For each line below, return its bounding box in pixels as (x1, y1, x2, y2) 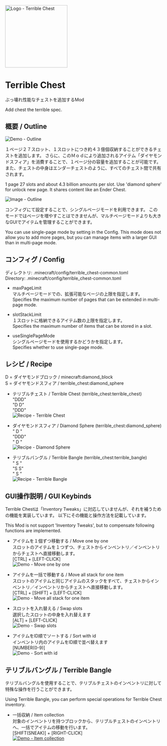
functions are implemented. (5, 528, 62, 534)
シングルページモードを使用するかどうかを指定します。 (12, 338, 126, 344)
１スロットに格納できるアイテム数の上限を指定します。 (12, 317, 125, 323)
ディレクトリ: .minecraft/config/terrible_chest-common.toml (5, 269, 128, 275)
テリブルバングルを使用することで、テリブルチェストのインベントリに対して (5, 680, 162, 686)
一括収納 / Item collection (12, 712, 65, 718)
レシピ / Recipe (5, 360, 52, 368)
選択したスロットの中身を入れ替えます (12, 612, 91, 618)
